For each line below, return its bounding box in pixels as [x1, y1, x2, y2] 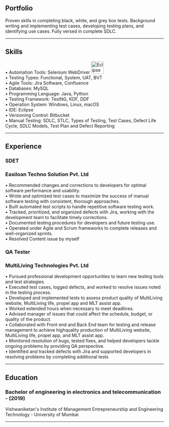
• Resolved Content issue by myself [5, 236, 79, 242]
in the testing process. [5, 290, 52, 296]
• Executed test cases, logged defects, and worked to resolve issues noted [5, 284, 161, 290]
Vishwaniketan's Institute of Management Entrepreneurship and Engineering [5, 406, 163, 412]
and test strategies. [5, 279, 45, 285]
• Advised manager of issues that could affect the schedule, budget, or [5, 311, 153, 317]
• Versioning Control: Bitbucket [5, 112, 70, 118]
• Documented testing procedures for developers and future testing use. [5, 220, 156, 226]
